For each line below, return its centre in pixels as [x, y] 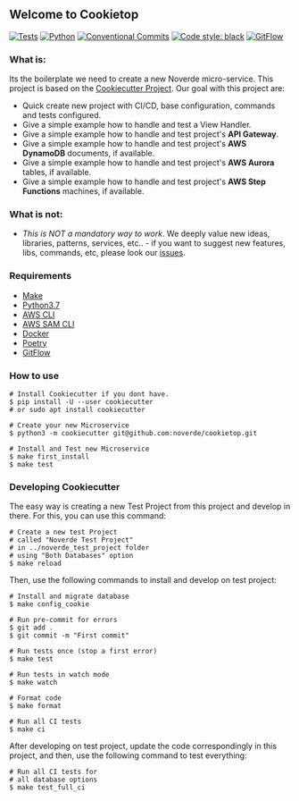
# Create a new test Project [63, 532]
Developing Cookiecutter [65, 486]
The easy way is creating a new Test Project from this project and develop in [150, 506]
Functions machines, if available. [83, 191]
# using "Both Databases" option [71, 556]
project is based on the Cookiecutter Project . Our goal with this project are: [147, 89]
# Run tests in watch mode [59, 675]
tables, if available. [57, 173]
